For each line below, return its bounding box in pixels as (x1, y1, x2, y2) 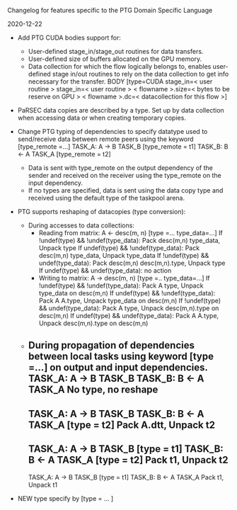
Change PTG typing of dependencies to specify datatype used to (17, 127, 208, 135)
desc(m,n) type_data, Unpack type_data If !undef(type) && (38, 251, 209, 259)
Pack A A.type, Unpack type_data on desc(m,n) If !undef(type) (38, 297, 221, 305)
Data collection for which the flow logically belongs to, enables (28, 62, 212, 70)
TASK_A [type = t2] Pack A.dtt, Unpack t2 (28, 419, 216, 431)
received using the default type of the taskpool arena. (28, 194, 185, 202)
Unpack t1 (28, 480, 58, 489)
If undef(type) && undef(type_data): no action (38, 266, 172, 275)
